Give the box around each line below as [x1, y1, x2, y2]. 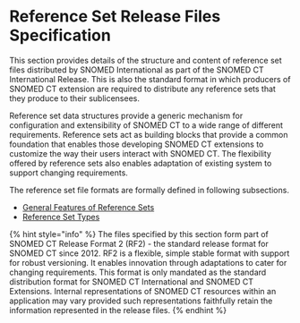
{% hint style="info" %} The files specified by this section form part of [9, 228, 269, 239]
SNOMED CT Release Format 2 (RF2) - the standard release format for [9, 238, 269, 249]
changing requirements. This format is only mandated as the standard [9, 267, 267, 277]
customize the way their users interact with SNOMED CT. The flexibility [9, 148, 271, 158]
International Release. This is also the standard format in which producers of [9, 73, 291, 84]
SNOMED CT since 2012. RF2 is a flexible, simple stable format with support [9, 248, 290, 259]
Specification [9, 25, 112, 46]
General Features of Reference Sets [21, 201, 155, 212]
